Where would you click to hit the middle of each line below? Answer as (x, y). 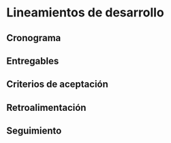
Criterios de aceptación (57, 84)
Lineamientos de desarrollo (85, 13)
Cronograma (34, 38)
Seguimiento (34, 131)
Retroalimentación (46, 107)
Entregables (33, 61)
